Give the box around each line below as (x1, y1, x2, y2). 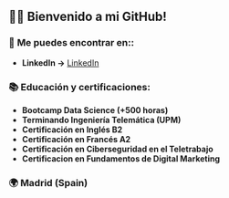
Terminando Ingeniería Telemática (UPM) (21, 114, 182, 125)
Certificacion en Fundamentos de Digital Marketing (21, 152, 221, 164)
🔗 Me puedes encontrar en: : (8, 36, 134, 49)
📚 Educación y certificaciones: (8, 80, 151, 93)
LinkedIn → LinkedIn (21, 57, 99, 68)
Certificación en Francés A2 (21, 133, 131, 144)
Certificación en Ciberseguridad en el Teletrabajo (21, 143, 213, 154)
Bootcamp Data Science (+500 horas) (21, 104, 169, 115)
